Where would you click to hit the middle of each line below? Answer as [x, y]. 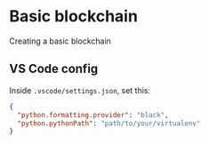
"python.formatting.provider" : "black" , [93, 115]
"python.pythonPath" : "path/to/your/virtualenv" [109, 123]
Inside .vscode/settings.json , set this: [80, 90]
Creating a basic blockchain [60, 41]
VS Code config [54, 69]
